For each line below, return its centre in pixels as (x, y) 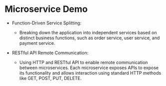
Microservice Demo (46, 9)
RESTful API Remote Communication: (50, 53)
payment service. (37, 43)
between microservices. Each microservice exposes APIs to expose (89, 68)
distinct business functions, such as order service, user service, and (89, 38)
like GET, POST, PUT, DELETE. (50, 78)
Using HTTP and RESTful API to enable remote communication (83, 62)
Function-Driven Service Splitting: (47, 23)
